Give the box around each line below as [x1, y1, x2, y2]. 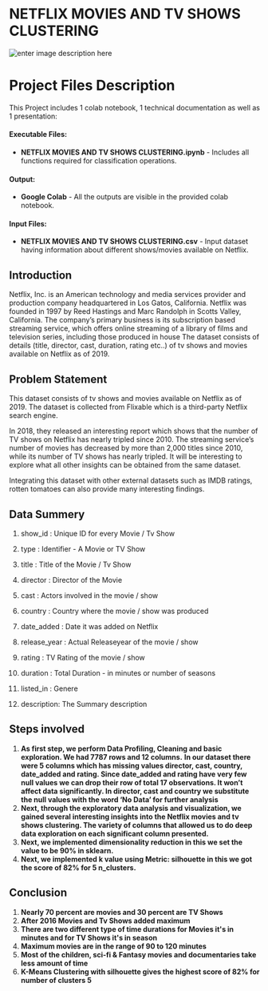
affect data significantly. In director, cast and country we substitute [20, 786, 250, 796]
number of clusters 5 [20, 975, 93, 985]
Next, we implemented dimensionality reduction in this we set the [20, 837, 242, 847]
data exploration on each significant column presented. [20, 829, 209, 838]
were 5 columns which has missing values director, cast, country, [20, 760, 242, 770]
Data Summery [9, 508, 85, 521]
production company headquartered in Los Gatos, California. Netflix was [9, 298, 247, 308]
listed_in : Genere [20, 684, 78, 693]
